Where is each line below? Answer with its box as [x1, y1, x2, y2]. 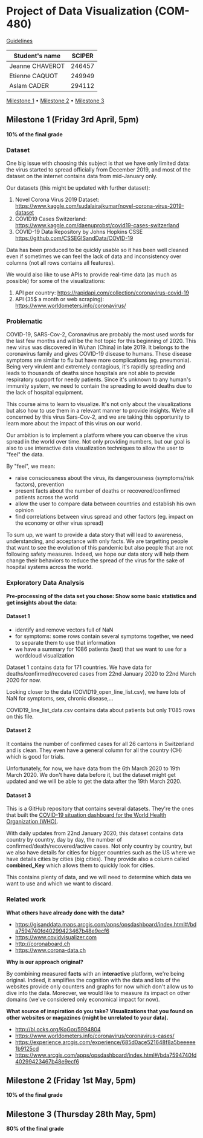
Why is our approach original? [6, 958, 83, 965]
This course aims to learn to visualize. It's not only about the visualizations [6, 401, 192, 408]
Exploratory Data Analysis [6, 579, 85, 587]
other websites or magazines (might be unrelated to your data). [6, 1014, 169, 1021]
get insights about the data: [6, 599, 77, 606]
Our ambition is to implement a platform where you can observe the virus [6, 431, 188, 439]
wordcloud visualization [14, 651, 74, 659]
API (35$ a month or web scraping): [14, 296, 105, 303]
